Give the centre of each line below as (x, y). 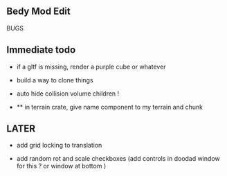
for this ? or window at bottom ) (61, 166)
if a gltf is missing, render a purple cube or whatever (91, 67)
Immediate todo (41, 50)
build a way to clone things (55, 80)
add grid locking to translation (59, 146)
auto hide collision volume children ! (68, 94)
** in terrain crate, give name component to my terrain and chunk (110, 107)
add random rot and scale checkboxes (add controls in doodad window (118, 159)
